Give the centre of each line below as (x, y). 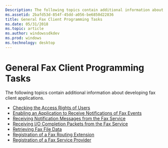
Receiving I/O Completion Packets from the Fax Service (70, 124)
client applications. (25, 98)
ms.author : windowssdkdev (32, 33)
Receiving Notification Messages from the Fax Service (69, 118)
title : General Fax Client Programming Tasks (54, 19)
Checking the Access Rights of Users (51, 108)
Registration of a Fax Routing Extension (53, 134)
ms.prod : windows (23, 38)
